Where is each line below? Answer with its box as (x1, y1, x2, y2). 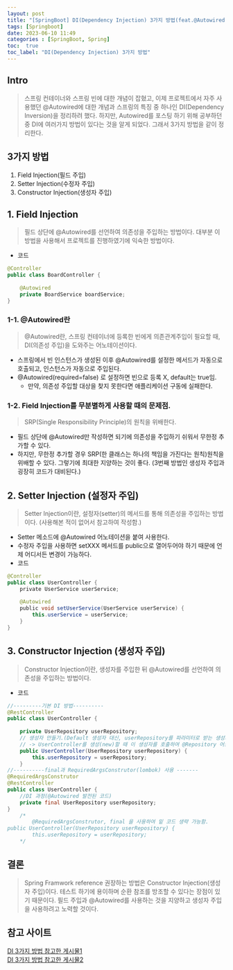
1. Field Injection (7, 208, 78, 220)
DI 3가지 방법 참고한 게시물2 (7, 955, 84, 964)
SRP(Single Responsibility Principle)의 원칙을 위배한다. (24, 418, 177, 426)
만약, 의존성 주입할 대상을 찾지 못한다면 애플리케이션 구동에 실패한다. (27, 381, 213, 390)
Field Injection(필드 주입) (17, 171, 87, 179)
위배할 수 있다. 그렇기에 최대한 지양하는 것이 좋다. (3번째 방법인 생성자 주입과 (17, 459, 225, 467)
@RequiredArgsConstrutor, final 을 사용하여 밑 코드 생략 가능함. (32, 819, 209, 826)
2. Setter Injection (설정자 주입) (7, 490, 139, 501)
